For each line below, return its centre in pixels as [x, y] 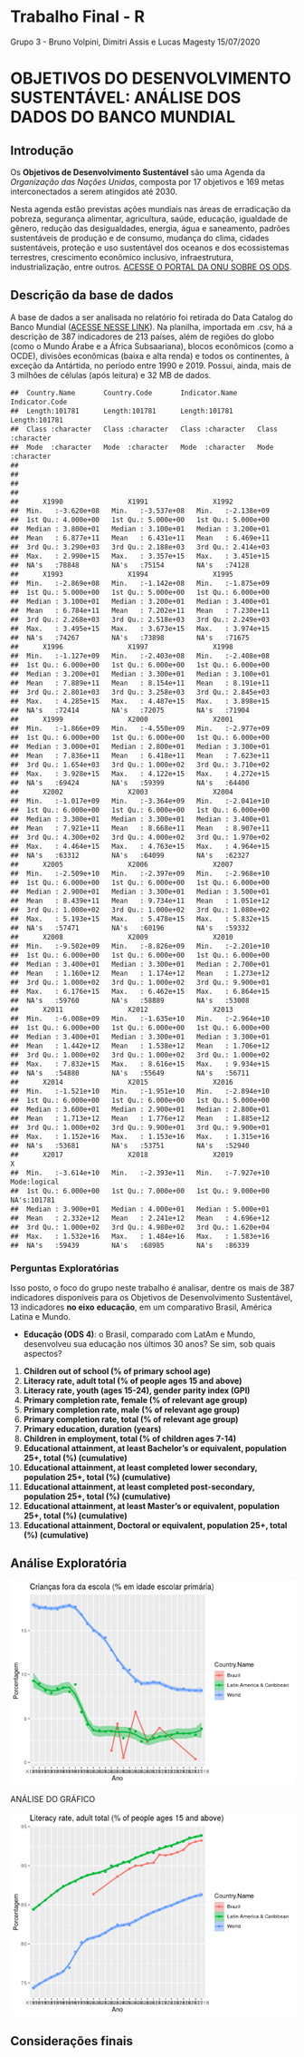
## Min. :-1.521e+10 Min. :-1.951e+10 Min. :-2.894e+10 [140, 1091]
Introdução [42, 150]
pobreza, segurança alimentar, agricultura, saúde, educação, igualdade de [149, 219]
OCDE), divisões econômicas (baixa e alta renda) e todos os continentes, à [150, 356]
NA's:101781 [33, 1200]
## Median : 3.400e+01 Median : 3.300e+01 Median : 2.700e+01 [140, 964]
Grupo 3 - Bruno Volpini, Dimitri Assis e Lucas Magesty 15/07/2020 [135, 42]
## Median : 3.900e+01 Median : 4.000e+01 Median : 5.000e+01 [140, 1209]
